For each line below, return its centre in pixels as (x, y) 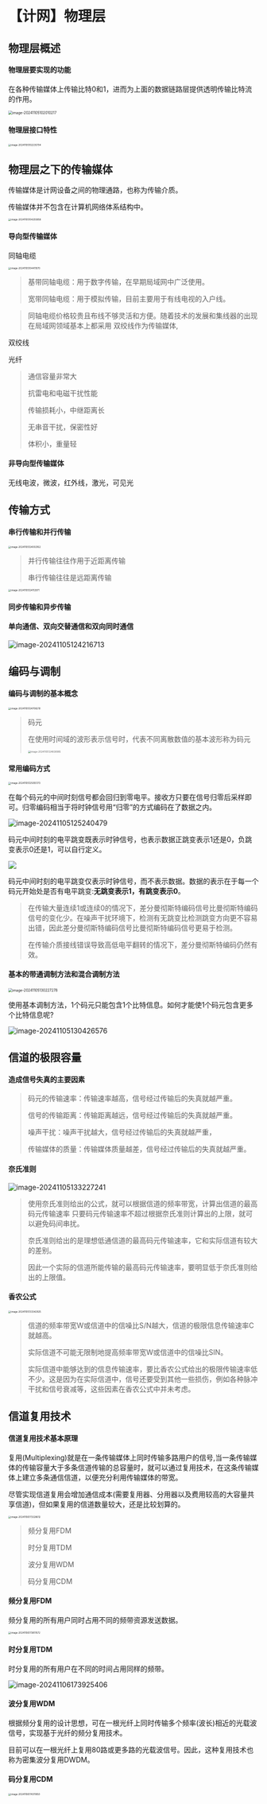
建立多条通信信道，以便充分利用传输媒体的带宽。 (102, 1477)
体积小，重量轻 (52, 444)
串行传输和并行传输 (40, 532)
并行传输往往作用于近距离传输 (76, 561)
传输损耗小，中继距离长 (66, 409)
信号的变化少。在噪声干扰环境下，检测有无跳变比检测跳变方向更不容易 (143, 918)
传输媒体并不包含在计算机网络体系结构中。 (78, 207)
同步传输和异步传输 (40, 607)
